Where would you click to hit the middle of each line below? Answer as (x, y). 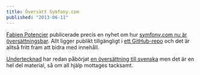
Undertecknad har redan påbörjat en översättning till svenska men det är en (100, 59)
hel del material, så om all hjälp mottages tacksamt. (70, 65)
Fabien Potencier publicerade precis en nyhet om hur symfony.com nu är (97, 34)
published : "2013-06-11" (37, 17)
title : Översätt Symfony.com (43, 12)
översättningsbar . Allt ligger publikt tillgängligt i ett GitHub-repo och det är (98, 41)
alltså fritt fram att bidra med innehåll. (53, 47)
